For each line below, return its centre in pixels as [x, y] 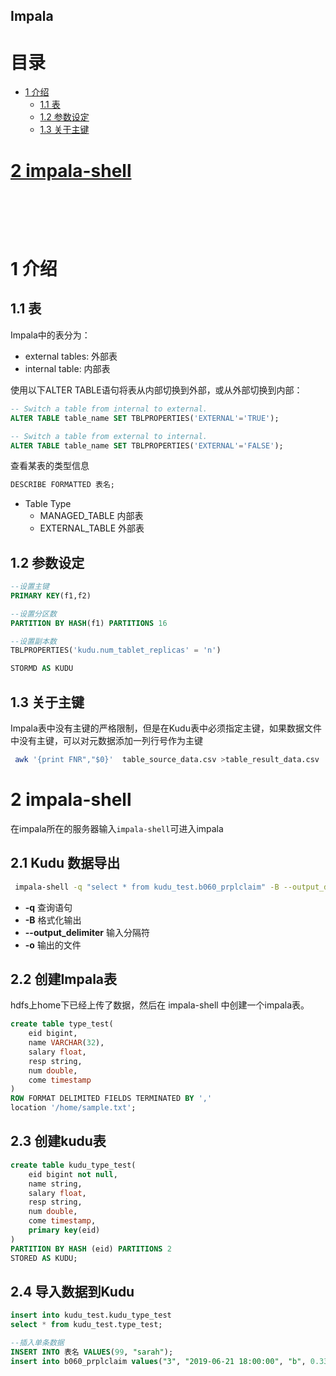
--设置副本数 [33, 641]
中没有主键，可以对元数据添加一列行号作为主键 [106, 741]
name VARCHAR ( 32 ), [66, 1043]
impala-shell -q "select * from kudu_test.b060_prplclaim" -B [147, 887]
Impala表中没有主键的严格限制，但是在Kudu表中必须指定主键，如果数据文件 [166, 728]
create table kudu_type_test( [73, 1165]
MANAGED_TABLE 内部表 [91, 516]
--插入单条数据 [37, 1343]
